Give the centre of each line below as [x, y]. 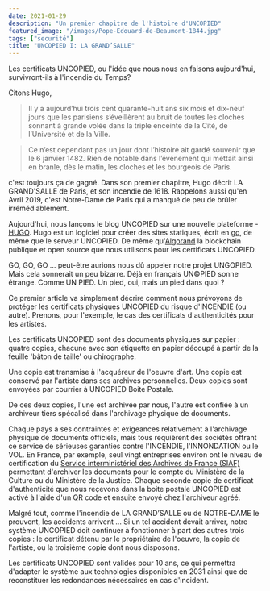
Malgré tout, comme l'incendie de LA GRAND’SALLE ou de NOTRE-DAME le [134, 514]
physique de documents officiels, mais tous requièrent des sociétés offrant [133, 438]
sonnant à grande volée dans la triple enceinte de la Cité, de [128, 126]
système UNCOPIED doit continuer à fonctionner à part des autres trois [127, 531]
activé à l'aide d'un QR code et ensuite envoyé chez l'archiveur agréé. [125, 497]
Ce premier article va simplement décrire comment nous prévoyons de [126, 298]
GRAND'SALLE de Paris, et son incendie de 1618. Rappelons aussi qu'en [128, 191]
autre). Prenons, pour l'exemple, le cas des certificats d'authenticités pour [131, 315]
